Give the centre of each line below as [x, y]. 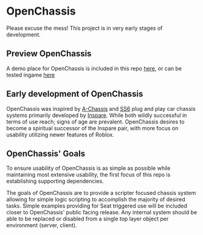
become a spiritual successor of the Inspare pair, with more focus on [92, 128]
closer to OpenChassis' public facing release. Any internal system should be [102, 212]
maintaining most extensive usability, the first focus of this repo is [88, 175]
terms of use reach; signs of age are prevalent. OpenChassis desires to [95, 121]
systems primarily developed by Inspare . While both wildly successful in [97, 115]
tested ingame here [31, 75]
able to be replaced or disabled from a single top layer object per [88, 219]
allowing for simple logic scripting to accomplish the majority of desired [96, 200]
